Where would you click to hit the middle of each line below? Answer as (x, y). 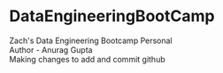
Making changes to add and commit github (87, 59)
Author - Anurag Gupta (51, 49)
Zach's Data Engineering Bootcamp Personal (91, 40)
